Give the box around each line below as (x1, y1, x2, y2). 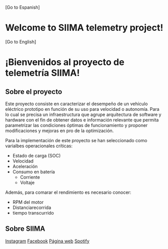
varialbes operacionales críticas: (5, 143, 73, 149)
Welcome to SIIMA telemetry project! (5, 22, 163, 33)
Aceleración (12, 163, 38, 169)
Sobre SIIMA (5, 225, 45, 233)
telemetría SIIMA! (5, 67, 80, 79)
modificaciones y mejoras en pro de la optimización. (5, 128, 114, 134)
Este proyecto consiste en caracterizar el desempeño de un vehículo (5, 101, 148, 107)
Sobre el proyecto (5, 87, 62, 96)
